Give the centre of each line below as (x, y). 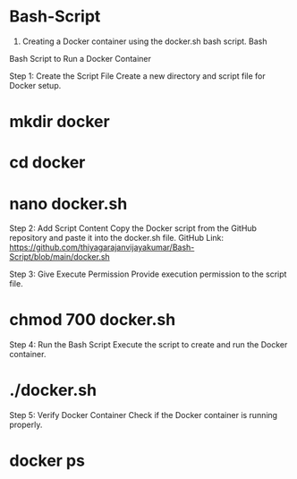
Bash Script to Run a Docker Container (81, 58)
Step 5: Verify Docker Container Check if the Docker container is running (144, 415)
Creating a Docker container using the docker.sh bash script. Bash (144, 41)
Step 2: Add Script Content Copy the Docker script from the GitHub (133, 228)
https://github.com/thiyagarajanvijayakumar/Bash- (102, 247)
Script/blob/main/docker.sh (59, 257)
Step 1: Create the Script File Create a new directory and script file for (137, 76)
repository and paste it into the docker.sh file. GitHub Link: (117, 238)
